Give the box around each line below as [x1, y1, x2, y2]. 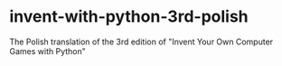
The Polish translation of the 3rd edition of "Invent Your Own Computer [9, 36, 274, 47]
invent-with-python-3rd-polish [9, 6, 249, 27]
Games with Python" [9, 45, 86, 56]
